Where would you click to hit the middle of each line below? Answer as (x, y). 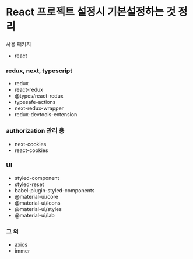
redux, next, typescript (39, 71)
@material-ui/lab (35, 215)
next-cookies (30, 144)
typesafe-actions (35, 102)
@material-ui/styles (38, 209)
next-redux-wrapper (39, 108)
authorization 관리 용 (35, 131)
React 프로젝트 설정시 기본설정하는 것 (91, 12)
